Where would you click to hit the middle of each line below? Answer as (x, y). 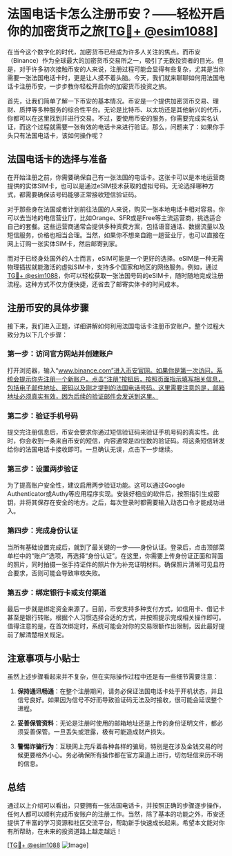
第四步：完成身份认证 (42, 530)
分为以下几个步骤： (40, 335)
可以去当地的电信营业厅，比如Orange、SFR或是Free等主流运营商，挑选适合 (115, 217)
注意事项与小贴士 (43, 658)
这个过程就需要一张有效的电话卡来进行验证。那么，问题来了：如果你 (122, 127)
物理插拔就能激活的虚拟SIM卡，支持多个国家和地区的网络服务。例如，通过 (113, 267)
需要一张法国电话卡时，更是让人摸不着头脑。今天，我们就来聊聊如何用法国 (113, 77)
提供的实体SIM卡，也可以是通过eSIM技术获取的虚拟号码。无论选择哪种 (108, 186)
